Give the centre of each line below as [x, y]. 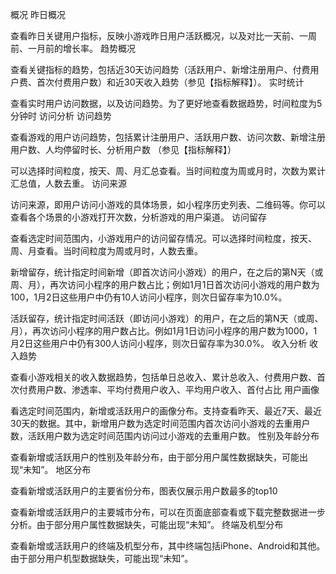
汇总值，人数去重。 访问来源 [68, 183]
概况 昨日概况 [38, 14]
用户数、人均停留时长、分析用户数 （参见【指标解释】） [123, 149]
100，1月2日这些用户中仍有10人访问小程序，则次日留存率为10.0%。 [149, 297]
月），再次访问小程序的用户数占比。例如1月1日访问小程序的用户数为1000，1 [164, 331]
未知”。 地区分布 [57, 469]
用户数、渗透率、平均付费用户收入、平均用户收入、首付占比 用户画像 [178, 389]
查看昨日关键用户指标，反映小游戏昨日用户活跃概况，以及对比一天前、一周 [163, 36]
